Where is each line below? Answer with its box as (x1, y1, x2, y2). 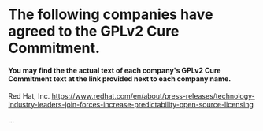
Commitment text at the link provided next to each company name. (8, 73, 232, 84)
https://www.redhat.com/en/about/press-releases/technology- (51, 92, 256, 101)
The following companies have (8, 6, 213, 24)
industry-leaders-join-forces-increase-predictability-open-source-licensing (8, 100, 254, 110)
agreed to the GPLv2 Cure (8, 22, 180, 40)
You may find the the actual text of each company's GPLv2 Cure (8, 65, 221, 75)
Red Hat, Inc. (8, 92, 50, 101)
